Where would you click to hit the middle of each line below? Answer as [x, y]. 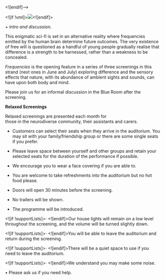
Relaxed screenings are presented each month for [56, 116]
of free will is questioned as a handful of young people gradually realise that [82, 47]
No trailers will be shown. [38, 200]
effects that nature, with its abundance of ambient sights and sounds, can [80, 77]
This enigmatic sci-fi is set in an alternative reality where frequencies [75, 36]
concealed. [16, 57]
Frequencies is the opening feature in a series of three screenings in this [78, 67]
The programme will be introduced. [48, 209]
